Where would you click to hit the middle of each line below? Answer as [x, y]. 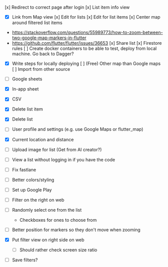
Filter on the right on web [38, 200]
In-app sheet [25, 89]
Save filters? [25, 260]
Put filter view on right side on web [48, 240]
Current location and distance [43, 139]
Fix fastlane [24, 169]
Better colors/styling [33, 180]
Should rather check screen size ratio [58, 250]
